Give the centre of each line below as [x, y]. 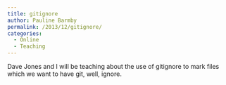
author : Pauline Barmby [42, 20]
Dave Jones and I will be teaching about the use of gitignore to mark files [113, 66]
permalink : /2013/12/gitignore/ [55, 27]
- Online [26, 40]
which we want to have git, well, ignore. [64, 74]
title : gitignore [33, 14]
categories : [25, 33]
